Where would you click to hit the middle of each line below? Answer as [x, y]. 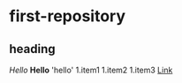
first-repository [68, 16]
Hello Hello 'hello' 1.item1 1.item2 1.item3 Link [91, 70]
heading [32, 49]
